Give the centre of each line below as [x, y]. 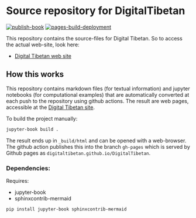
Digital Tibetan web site [43, 56]
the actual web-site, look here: [43, 45]
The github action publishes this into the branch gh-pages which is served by [98, 147]
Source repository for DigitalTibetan [96, 11]
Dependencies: [28, 168]
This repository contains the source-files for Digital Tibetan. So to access [94, 38]
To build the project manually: [42, 118]
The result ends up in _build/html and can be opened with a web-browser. [96, 140]
